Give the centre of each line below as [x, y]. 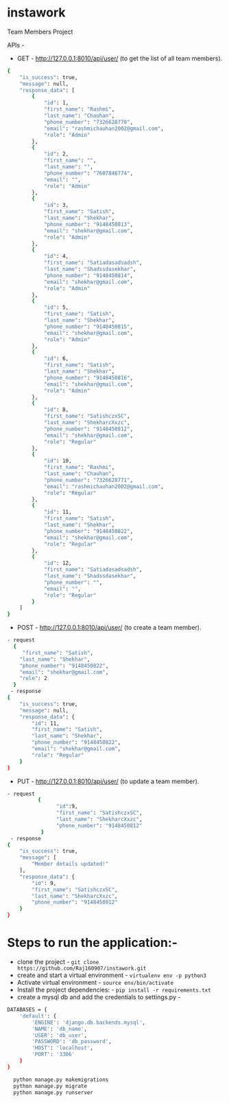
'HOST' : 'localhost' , [63, 1048]
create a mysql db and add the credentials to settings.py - [99, 997]
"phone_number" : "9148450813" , [88, 224]
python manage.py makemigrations [61, 1080]
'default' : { [38, 1016]
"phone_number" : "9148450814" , [88, 275]
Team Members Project [40, 32]
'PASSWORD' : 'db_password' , [72, 1042]
